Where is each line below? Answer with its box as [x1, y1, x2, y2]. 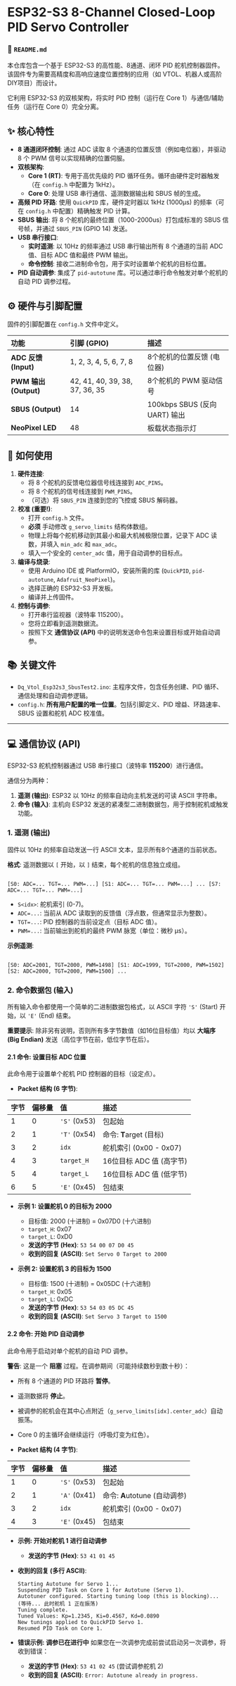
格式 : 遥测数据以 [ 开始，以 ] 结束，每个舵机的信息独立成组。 [7, 860, 185, 868]
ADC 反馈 [11, 353, 43, 363]
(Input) [11, 362, 34, 372]
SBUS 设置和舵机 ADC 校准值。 [17, 708, 109, 717]
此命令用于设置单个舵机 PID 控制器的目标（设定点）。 [7, 1070, 159, 1078]
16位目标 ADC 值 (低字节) [103, 1170, 188, 1180]
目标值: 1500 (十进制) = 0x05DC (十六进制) [27, 1280, 151, 1288]
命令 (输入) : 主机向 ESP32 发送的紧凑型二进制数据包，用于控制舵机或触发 [17, 800, 229, 808]
